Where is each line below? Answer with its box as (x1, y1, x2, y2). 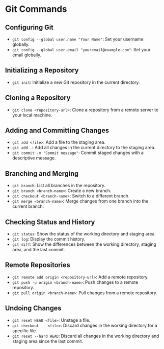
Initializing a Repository (5, 66, 79, 75)
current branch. (12, 203, 44, 209)
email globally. (12, 52, 42, 58)
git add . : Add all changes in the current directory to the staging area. (12, 145, 156, 151)
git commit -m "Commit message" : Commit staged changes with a (12, 150, 144, 156)
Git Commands (5, 3, 67, 15)
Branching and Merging (5, 169, 79, 178)
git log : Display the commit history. (12, 236, 85, 242)
